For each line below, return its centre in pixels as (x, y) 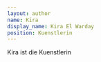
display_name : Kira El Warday (51, 26)
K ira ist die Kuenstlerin (39, 52)
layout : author (29, 13)
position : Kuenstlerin (40, 33)
